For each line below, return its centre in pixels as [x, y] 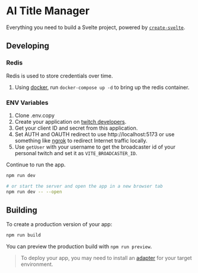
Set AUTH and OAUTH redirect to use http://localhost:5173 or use [95, 134]
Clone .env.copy [35, 115]
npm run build [24, 235]
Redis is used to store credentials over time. [60, 76]
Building [22, 210]
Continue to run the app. [36, 165]
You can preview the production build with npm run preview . [79, 246]
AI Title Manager [48, 11]
